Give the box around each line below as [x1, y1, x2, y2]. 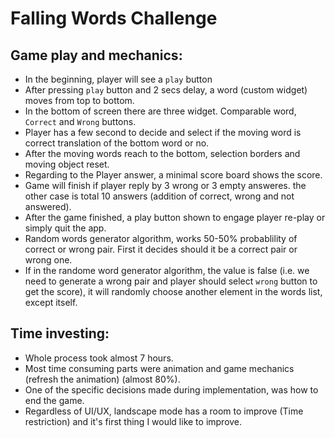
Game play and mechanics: [10, 47, 183, 64]
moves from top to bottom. [24, 95, 135, 106]
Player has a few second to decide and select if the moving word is [24, 127, 302, 138]
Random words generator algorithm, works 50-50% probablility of [24, 233, 298, 244]
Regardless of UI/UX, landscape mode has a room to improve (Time [24, 405, 304, 417]
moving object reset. [24, 158, 110, 170]
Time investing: [10, 325, 110, 342]
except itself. [24, 297, 78, 308]
